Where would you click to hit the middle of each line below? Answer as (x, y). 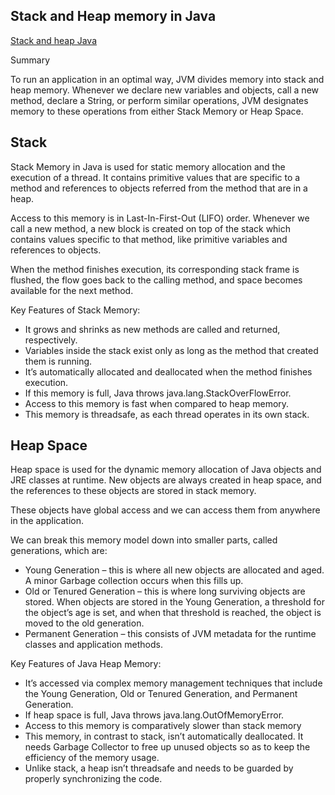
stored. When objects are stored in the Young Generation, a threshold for (174, 602)
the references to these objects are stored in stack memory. (133, 491)
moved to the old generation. (84, 623)
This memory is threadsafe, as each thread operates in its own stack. (167, 414)
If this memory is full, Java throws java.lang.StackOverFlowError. (158, 393)
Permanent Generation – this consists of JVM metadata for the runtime (170, 634)
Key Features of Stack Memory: (75, 310)
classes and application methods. (93, 645)
